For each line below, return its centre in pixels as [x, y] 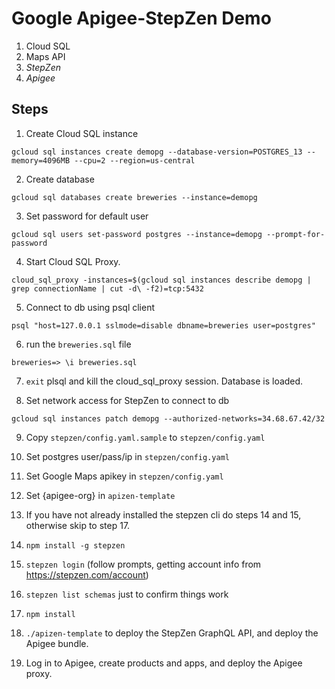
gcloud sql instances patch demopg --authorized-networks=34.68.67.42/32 [168, 418]
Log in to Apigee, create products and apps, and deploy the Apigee [164, 663]
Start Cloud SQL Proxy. [73, 261]
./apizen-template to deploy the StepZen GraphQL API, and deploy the [172, 633]
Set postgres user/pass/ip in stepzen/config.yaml [127, 456]
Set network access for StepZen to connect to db [127, 400]
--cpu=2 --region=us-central [135, 160]
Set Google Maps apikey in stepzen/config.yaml [124, 476]
